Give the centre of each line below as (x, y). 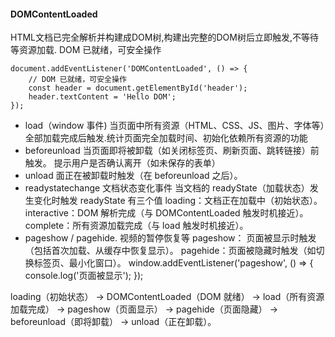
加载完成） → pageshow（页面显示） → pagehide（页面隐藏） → (144, 309)
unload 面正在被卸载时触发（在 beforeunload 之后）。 (133, 176)
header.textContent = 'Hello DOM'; (102, 97)
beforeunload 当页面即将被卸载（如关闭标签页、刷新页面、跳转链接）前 (172, 151)
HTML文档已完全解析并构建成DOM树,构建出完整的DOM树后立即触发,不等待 (164, 37)
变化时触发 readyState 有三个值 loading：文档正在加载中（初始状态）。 (178, 201)
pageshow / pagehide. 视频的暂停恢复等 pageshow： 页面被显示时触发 (170, 238)
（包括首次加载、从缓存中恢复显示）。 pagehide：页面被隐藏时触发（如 (170, 251)
